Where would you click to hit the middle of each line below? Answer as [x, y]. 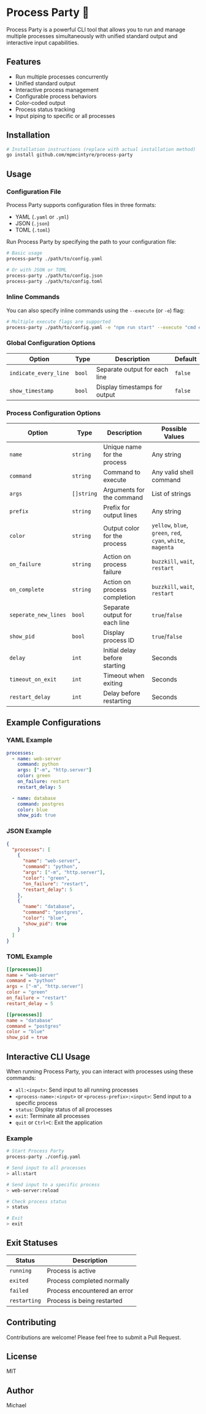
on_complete [27, 590]
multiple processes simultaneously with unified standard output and [92, 36]
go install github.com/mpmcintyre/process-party [70, 155]
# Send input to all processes [46, 1168]
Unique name [123, 447]
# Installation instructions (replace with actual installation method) [101, 149]
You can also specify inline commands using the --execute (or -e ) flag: [96, 310]
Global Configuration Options [51, 343]
